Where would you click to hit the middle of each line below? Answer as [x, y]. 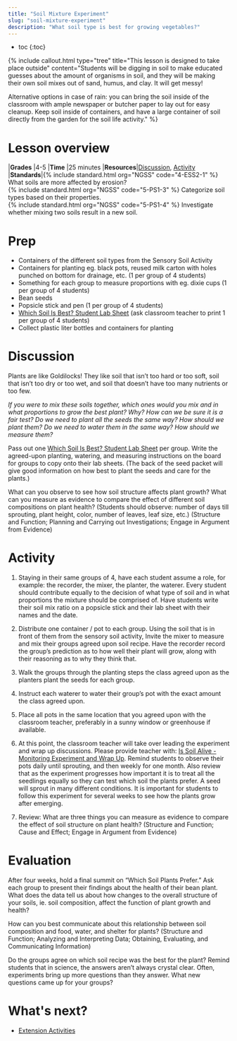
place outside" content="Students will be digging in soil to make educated [115, 68]
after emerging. [40, 804]
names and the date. [48, 615]
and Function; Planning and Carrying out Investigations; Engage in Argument [119, 522]
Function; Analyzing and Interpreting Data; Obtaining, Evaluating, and [108, 939]
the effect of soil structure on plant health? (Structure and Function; [116, 825]
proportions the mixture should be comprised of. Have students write [118, 600]
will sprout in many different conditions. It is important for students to [118, 788]
